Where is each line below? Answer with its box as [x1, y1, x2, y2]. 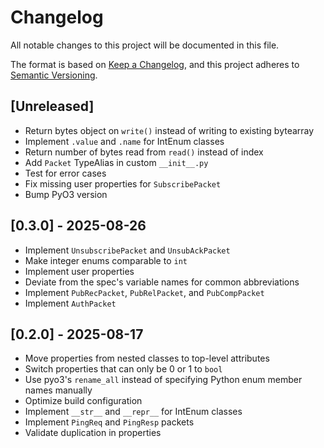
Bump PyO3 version [24, 188, 108, 200]
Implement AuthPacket [24, 297, 117, 309]
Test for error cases [24, 167, 107, 179]
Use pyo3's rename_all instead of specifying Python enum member [24, 374, 303, 386]
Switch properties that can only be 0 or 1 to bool [24, 363, 223, 375]
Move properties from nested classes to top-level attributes [24, 352, 270, 365]
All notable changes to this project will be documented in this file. [10, 39, 280, 51]
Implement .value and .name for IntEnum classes [24, 135, 225, 147]
